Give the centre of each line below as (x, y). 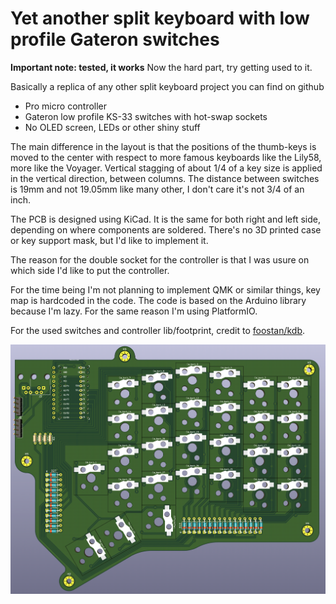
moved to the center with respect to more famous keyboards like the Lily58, (166, 157)
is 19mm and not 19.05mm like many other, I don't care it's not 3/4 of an (157, 189)
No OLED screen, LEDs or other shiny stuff (112, 127)
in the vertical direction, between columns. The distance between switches (165, 178)
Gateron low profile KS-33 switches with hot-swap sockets (146, 116)
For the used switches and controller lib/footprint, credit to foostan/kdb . (158, 330)
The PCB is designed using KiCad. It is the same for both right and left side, (165, 219)
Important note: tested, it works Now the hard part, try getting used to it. (161, 67)
